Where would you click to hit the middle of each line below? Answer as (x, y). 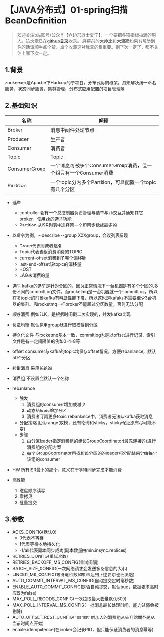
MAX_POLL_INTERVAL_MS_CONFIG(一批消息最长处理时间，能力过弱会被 (85, 605)
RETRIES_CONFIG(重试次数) (40, 556)
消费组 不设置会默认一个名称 (41, 378)
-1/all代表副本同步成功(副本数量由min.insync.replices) (73, 550)
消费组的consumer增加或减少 (56, 404)
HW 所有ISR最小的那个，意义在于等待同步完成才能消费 (67, 470)
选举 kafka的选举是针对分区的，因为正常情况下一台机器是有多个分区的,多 (85, 286)
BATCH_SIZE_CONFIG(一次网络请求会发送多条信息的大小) (70, 569)
